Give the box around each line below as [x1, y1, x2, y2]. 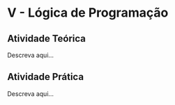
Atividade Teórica [7, 33, 86, 45]
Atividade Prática [7, 71, 84, 83]
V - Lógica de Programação [7, 5, 169, 21]
